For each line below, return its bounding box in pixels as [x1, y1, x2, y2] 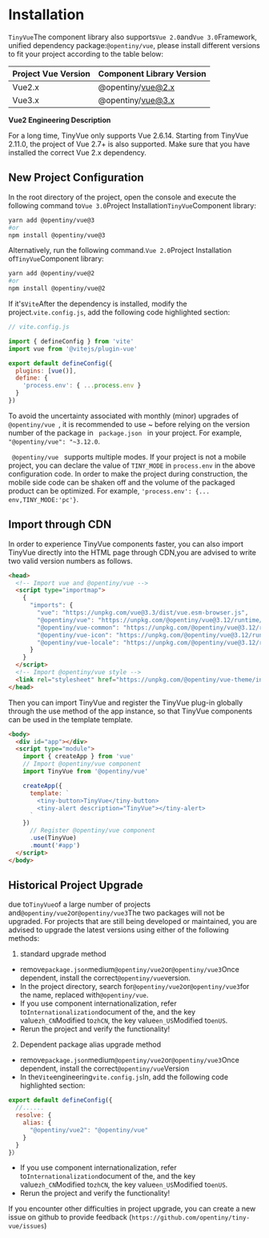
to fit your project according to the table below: [8, 49, 164, 58]
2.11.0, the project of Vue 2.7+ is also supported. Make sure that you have [8, 139, 251, 149]
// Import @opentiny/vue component [22, 760, 142, 768]
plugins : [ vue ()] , [15, 367, 78, 375]
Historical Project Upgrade [8, 878, 144, 892]
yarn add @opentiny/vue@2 [8, 270, 94, 278]
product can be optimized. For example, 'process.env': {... [8, 486, 211, 496]
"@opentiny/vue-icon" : [37, 631, 113, 639]
